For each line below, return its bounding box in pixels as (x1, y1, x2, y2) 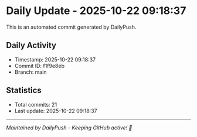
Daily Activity (6, 40, 57, 50)
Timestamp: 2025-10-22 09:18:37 (14, 56, 96, 63)
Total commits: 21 (14, 101, 57, 108)
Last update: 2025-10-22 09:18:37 (14, 107, 98, 114)
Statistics (6, 85, 42, 95)
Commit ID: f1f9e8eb (14, 62, 64, 69)
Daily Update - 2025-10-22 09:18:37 (6, 4, 186, 18)
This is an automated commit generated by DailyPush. (6, 23, 137, 30)
